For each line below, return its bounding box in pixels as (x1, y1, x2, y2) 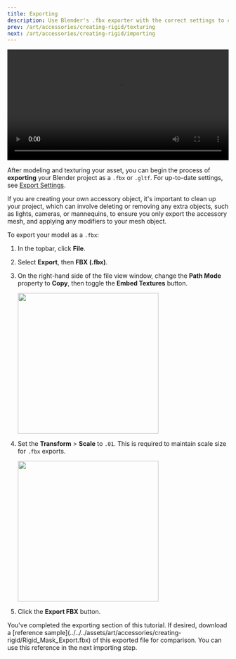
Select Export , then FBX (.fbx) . (17, 258, 108, 267)
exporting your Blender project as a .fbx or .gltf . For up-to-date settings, (7, 174, 223, 182)
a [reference (7, 629, 44, 637)
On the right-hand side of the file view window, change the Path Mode (17, 271, 221, 280)
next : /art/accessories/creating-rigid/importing (7, 30, 156, 37)
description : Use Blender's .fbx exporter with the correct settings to (7, 17, 225, 24)
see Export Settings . (7, 181, 66, 190)
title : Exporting (7, 10, 58, 18)
